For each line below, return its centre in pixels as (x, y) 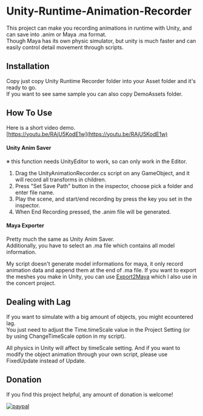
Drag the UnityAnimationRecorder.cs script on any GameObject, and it (102, 173)
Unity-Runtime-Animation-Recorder (99, 11)
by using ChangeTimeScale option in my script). (66, 336)
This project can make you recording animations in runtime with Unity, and (99, 28)
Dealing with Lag (38, 302)
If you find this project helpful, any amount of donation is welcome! (90, 394)
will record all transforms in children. (61, 179)
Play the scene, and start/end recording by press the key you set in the (104, 199)
